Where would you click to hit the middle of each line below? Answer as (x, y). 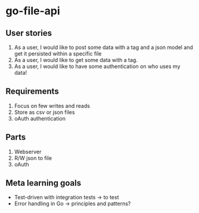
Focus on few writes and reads (52, 106)
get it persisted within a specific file (58, 54)
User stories (29, 33)
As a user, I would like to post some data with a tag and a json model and (103, 47)
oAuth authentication (40, 118)
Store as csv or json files (44, 112)
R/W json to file (33, 158)
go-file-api (33, 11)
